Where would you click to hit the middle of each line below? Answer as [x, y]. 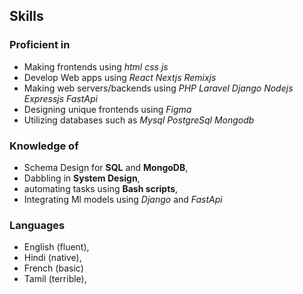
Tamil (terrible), [55, 279]
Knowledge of [44, 146]
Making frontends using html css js [96, 66]
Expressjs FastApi [60, 98]
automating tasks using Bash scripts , [101, 188]
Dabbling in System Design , [82, 178]
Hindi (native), [52, 258]
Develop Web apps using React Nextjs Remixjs [120, 77]
